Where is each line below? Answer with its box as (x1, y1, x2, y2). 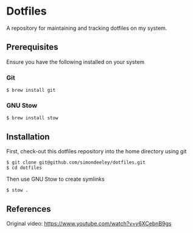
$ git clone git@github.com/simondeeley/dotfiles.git (6, 159, 146, 165)
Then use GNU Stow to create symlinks (6, 175, 105, 183)
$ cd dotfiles (6, 165, 43, 171)
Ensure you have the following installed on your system (6, 58, 145, 65)
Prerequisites (6, 42, 58, 52)
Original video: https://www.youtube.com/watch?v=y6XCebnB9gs (6, 220, 172, 227)
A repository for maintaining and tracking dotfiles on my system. (6, 24, 167, 32)
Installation (6, 131, 50, 142)
